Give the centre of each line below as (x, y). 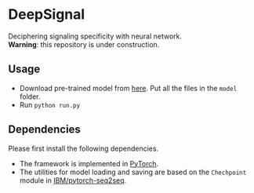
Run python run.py (50, 104)
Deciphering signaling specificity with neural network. (95, 36)
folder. (30, 96)
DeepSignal (47, 15)
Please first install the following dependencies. (83, 148)
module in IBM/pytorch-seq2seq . (73, 180)
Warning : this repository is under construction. (84, 44)
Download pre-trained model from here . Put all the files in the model (128, 88)
